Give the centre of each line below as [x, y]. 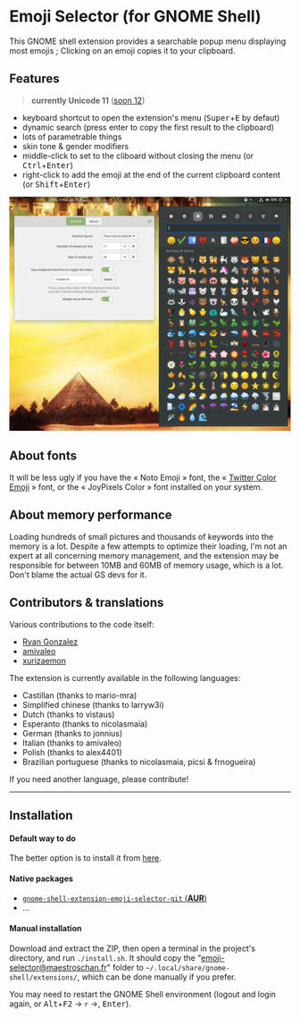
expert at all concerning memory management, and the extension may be [144, 555]
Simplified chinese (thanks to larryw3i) [93, 704]
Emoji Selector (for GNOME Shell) [135, 17]
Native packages [42, 879]
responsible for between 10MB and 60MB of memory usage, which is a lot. [146, 565]
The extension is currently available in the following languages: [125, 677]
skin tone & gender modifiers [75, 146]
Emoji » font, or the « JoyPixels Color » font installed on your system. [136, 487]
